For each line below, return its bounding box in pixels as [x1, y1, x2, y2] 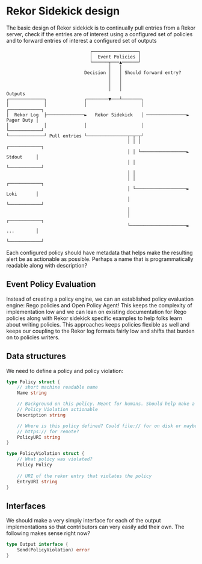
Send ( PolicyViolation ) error [17, 547, 90, 553]
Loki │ [6, 191, 39, 197]
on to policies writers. [6, 333, 60, 341]
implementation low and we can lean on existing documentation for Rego [6, 308, 187, 315]
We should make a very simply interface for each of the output [6, 517, 161, 524]
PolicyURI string [17, 434, 61, 440]
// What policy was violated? [17, 456, 93, 462]
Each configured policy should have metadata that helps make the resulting [6, 249, 194, 256]
